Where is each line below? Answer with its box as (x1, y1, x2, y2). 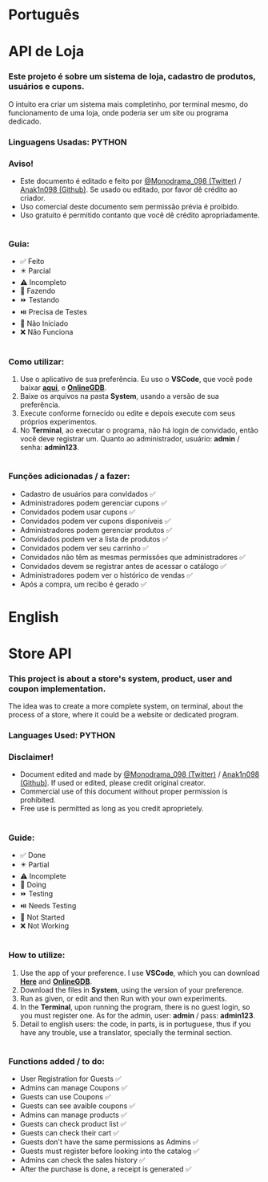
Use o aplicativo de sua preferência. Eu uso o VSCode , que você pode (19, 375, 254, 384)
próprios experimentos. (19, 417, 98, 427)
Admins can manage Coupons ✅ (19, 1083, 128, 1093)
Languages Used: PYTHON (8, 730, 116, 741)
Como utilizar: (8, 355, 65, 367)
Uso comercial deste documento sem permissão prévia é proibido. (19, 201, 240, 211)
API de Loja (8, 43, 85, 61)
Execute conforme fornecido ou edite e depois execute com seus (19, 408, 236, 418)
